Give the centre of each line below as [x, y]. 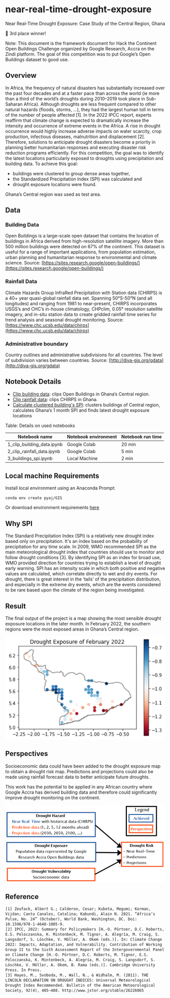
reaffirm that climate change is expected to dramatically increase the [77, 120]
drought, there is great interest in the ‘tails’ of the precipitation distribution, [83, 579]
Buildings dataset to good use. [37, 59]
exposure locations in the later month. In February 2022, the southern [78, 624]
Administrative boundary [37, 344]
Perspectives [27, 754]
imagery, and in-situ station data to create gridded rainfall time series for [81, 314]
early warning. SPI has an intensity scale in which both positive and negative [85, 568]
